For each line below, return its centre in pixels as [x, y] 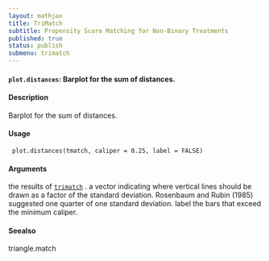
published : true [35, 38]
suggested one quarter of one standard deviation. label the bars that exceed [135, 204]
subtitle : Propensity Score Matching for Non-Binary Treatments [118, 31]
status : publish [35, 46]
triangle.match [32, 249]
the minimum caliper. [43, 212]
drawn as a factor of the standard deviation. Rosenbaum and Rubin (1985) [131, 195]
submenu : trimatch [39, 53]
